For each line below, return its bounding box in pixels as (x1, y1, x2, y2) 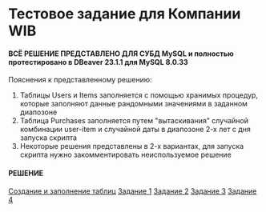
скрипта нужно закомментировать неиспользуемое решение (19, 150, 232, 160)
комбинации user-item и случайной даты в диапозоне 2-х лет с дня (19, 125, 251, 134)
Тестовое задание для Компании (8, 5, 241, 23)
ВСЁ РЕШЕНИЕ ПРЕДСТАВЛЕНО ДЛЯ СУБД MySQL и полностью (8, 49, 234, 58)
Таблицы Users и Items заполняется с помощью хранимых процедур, (19, 90, 259, 100)
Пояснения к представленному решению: (8, 75, 152, 85)
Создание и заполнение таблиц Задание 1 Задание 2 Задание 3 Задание (8, 186, 257, 196)
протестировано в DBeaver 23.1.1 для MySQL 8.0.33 (8, 57, 188, 66)
